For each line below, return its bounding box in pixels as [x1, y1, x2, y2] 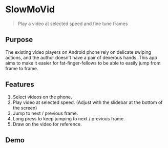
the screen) [12, 104, 37, 111]
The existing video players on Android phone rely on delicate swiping [5, 49, 151, 55]
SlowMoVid [5, 4, 55, 15]
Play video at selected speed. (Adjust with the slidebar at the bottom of [12, 99, 163, 105]
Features [5, 80, 34, 89]
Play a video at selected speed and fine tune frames [17, 20, 128, 27]
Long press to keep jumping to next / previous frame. [12, 115, 125, 121]
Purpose [5, 35, 33, 44]
